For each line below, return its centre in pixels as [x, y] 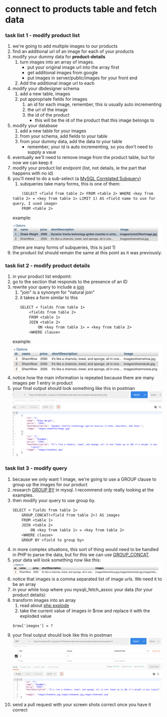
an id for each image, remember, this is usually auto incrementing [94, 104]
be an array [24, 584]
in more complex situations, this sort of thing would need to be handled [85, 549]
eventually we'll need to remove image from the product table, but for [84, 158]
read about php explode [44, 605]
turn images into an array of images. [57, 62]
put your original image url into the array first [73, 67]
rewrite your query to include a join [48, 287]
